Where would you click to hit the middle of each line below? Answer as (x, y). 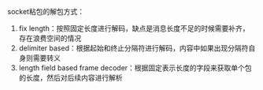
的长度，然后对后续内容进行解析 (70, 78)
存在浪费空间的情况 (50, 38)
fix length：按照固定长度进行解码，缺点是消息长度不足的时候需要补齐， (134, 28)
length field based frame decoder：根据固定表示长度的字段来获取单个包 (135, 68)
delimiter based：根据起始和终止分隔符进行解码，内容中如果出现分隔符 (133, 48)
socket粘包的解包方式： (46, 11)
